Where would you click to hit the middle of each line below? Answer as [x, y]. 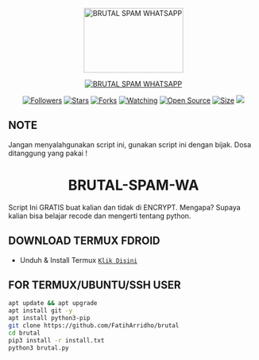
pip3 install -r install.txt [56, 340]
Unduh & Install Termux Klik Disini [78, 260]
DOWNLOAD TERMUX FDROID [84, 241]
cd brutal [25, 333]
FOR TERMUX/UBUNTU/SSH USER [95, 285]
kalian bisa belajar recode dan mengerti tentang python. [100, 216]
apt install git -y [41, 311]
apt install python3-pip [49, 319]
